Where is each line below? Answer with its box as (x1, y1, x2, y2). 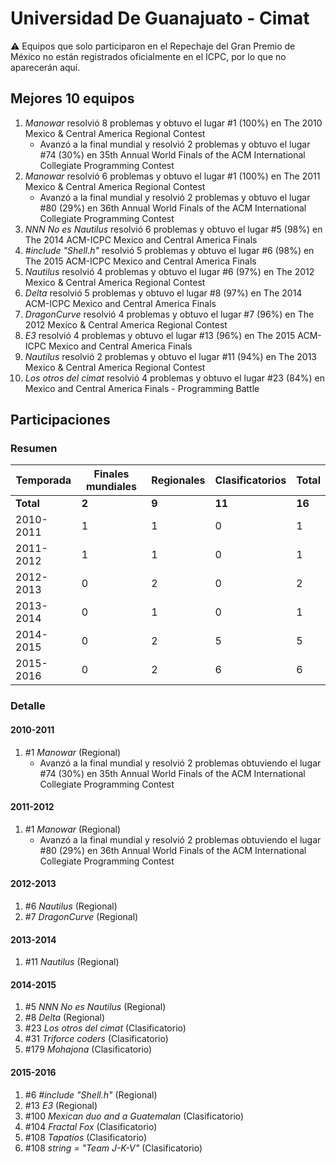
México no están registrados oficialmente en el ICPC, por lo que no (10, 50, 287, 62)
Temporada (15, 473, 72, 487)
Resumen (10, 442, 58, 456)
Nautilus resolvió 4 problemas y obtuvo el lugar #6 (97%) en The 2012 (24, 265, 315, 277)
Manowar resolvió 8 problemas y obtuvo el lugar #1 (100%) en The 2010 (24, 117, 323, 129)
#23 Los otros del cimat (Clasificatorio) (24, 1022, 187, 1034)
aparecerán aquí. (10, 61, 81, 73)
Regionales (151, 473, 206, 487)
